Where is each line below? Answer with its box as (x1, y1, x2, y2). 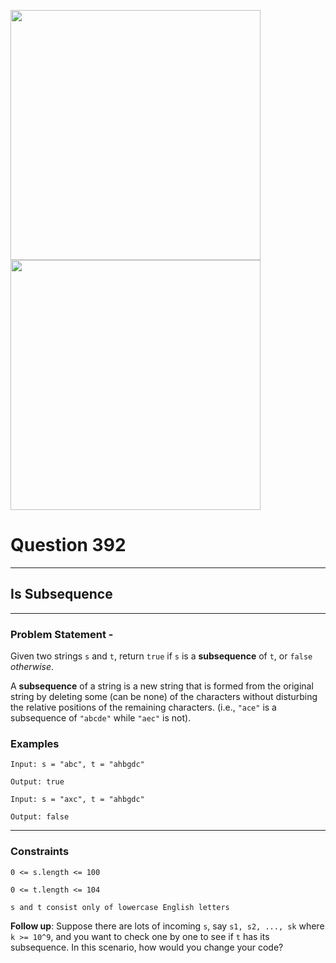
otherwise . (10, 661, 55, 673)
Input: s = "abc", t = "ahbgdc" (10, 760, 145, 770)
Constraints (10, 845, 70, 859)
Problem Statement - (10, 627, 114, 641)
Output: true (10, 777, 65, 787)
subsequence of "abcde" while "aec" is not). (10, 712, 192, 724)
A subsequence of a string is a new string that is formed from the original (10, 680, 314, 692)
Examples (10, 736, 60, 750)
